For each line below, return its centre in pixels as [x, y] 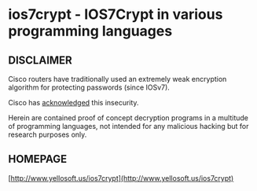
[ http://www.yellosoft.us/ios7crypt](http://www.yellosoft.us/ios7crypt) [121, 178]
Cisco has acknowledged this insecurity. [73, 103]
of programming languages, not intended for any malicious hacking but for [128, 126]
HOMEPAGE [38, 159]
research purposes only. [48, 134]
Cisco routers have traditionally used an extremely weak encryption [117, 79]
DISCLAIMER [40, 60]
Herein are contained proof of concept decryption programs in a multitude [128, 118]
